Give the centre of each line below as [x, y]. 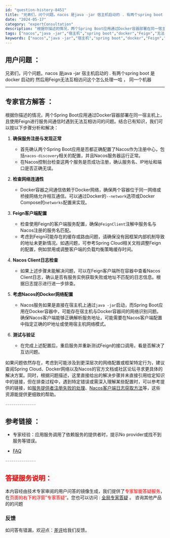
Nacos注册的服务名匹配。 [47, 230]
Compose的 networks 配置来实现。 [55, 202]
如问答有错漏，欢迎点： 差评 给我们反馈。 [47, 530]
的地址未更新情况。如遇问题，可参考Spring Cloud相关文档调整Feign [90, 243]
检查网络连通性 [28, 179]
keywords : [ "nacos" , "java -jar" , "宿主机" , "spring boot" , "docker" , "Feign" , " [86, 39]
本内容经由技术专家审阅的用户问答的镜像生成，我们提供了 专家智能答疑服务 [83, 491]
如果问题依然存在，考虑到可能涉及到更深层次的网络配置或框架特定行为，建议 [85, 362]
